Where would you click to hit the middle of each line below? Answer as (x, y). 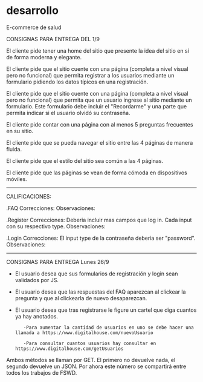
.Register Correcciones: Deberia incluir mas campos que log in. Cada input (99, 220)
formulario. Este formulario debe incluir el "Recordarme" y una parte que (97, 106)
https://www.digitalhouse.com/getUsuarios (69, 349)
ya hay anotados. (37, 316)
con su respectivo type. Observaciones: (56, 226)
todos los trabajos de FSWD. (42, 372)
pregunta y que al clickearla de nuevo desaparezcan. (81, 298)
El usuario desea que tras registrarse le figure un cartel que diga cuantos (106, 310)
